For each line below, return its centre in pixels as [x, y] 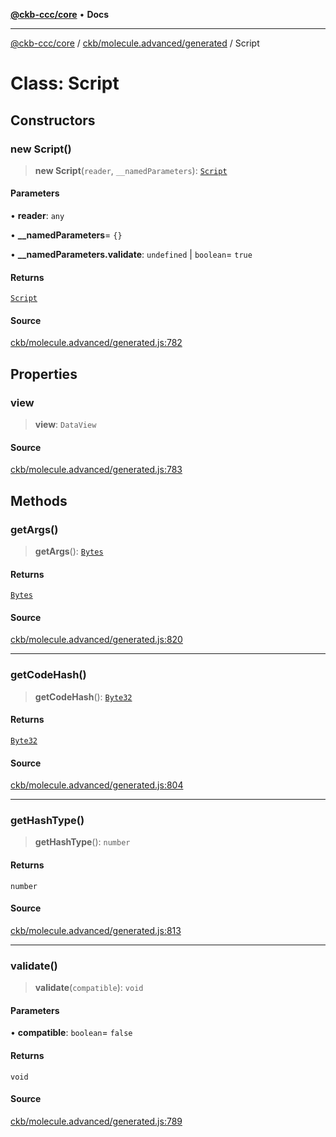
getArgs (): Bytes [69, 551]
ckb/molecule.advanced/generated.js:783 [96, 470]
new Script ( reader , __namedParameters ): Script [131, 170]
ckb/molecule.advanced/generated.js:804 [97, 785]
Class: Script [65, 83]
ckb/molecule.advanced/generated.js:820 [96, 640]
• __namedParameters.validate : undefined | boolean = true [131, 255]
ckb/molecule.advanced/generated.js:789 [96, 1121]
